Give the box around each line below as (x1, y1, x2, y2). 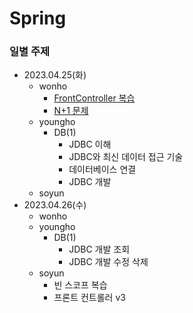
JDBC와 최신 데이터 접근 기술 (68, 151, 184, 163)
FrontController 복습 (53, 92, 136, 104)
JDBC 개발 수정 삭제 (68, 256, 149, 268)
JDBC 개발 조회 (68, 243, 131, 256)
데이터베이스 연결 (68, 163, 137, 176)
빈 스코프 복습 (53, 279, 108, 291)
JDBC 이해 (68, 138, 112, 151)
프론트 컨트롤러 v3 (53, 292, 126, 304)
